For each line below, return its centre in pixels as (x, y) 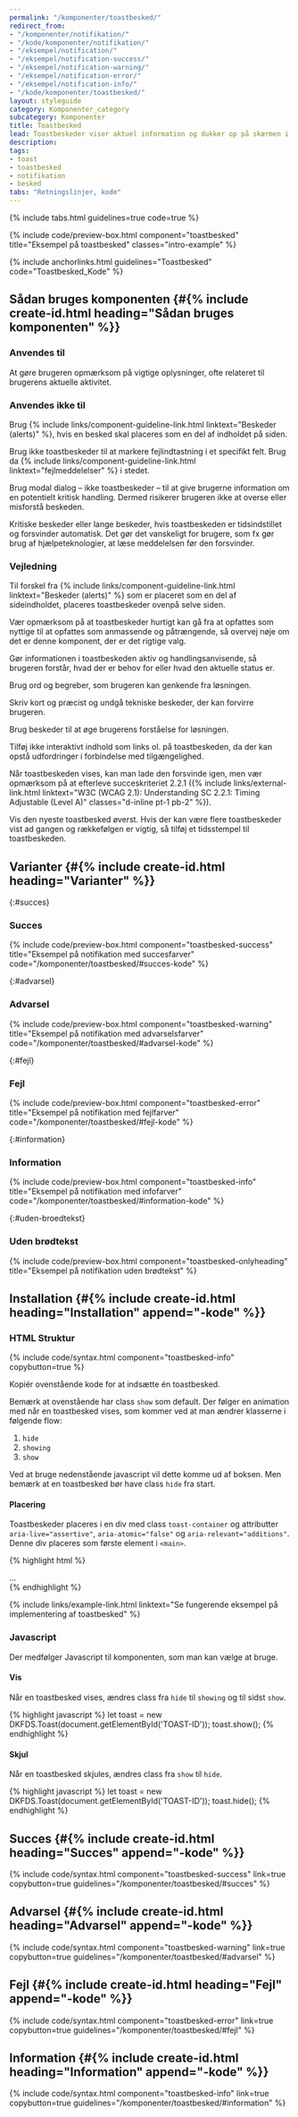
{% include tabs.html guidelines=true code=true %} (104, 217)
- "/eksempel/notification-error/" (75, 76)
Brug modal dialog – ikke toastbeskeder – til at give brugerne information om (149, 488)
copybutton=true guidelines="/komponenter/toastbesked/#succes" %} (140, 1883)
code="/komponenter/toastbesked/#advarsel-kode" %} (112, 1042)
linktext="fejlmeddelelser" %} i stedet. (79, 470)
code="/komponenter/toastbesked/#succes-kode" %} (109, 964)
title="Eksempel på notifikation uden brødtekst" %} (103, 1271)
